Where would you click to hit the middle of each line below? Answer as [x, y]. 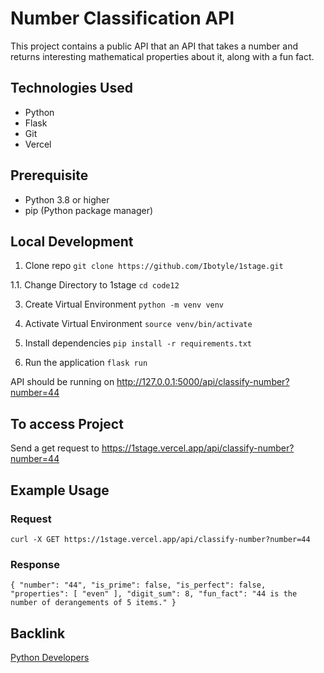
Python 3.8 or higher [67, 199]
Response [35, 564]
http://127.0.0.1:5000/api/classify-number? [203, 382]
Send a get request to [55, 448]
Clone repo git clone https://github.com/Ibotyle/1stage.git [154, 266]
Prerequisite [49, 175]
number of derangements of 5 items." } [93, 603]
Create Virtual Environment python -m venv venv [124, 304]
